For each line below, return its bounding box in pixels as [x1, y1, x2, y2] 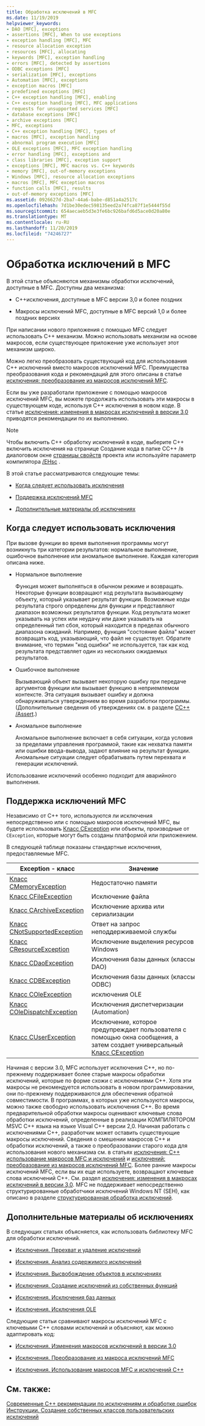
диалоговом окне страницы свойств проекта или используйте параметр [6, 451, 196, 459]
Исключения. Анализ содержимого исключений [15, 1258, 142, 1266]
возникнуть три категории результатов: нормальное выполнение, [6, 546, 179, 553]
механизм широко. [6, 345, 56, 352]
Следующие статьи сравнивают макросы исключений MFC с [6, 1318, 167, 1325]
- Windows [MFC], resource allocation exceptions [6, 174, 135, 180]
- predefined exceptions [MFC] [6, 89, 86, 95]
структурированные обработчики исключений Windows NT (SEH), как [6, 1187, 190, 1195]
